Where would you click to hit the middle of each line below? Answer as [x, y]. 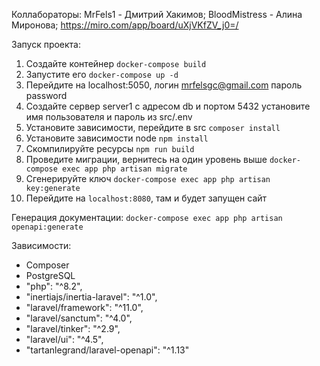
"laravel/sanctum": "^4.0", [79, 318]
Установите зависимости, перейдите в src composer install [153, 127]
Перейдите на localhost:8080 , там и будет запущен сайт [146, 198]
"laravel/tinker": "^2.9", [73, 328]
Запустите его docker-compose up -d [102, 74]
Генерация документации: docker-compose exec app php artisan [147, 217]
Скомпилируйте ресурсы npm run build [110, 148]
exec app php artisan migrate [125, 169]
